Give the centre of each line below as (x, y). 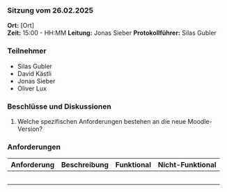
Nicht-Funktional (187, 165)
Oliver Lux (32, 88)
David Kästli (34, 73)
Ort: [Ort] (21, 26)
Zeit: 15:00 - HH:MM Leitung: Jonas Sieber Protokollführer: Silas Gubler (112, 33)
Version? (30, 129)
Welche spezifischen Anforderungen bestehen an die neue (102, 121)
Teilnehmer (27, 51)
